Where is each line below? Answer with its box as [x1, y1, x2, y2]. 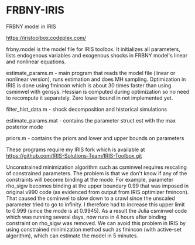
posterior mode [6, 123, 43, 130]
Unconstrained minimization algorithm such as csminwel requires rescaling [6, 164, 187, 171]
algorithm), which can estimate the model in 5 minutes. [6, 232, 139, 239]
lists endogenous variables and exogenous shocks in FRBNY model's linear [6, 52, 188, 59]
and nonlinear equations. [6, 58, 66, 65]
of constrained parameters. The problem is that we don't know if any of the [6, 169, 187, 176]
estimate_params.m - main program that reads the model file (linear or [6, 69, 176, 76]
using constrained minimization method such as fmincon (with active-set [6, 226, 182, 233]
